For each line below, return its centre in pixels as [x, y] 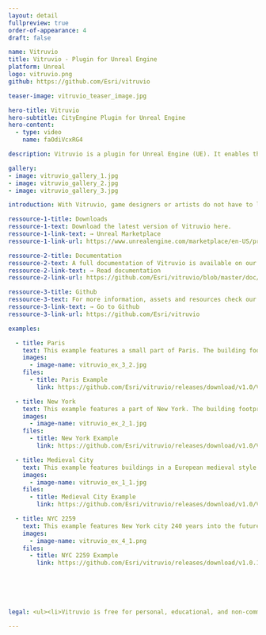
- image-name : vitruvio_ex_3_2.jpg [88, 365]
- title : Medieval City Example [82, 497]
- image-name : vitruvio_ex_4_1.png [88, 541]
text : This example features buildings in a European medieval [129, 468]
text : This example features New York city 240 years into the [129, 526]
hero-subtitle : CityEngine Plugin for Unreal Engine [97, 117]
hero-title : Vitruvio [44, 110]
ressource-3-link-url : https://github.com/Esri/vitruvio [104, 314]
